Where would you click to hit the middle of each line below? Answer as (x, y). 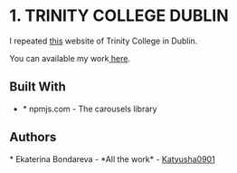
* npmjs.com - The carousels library (90, 109)
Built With (38, 87)
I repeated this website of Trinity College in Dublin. (104, 41)
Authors (33, 137)
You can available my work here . (70, 58)
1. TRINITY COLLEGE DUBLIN (119, 16)
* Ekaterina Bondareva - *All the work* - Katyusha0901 (112, 159)
